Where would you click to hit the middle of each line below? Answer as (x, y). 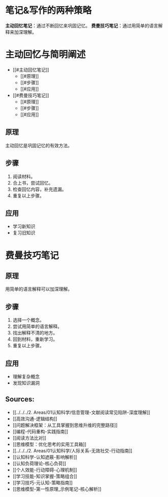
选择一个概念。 (28, 320)
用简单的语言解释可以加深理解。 (39, 289)
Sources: (20, 399)
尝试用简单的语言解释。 (37, 326)
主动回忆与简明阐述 (46, 55)
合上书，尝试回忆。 (33, 183)
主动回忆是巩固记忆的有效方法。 (39, 145)
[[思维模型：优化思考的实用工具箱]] (49, 444)
